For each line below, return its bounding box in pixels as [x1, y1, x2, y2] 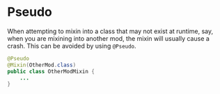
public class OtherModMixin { [7, 68, 95, 75]
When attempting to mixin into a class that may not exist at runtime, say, [7, 27, 214, 35]
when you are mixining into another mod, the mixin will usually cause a [7, 34, 210, 42]
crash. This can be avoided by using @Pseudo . [7, 41, 137, 50]
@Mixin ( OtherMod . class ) [7, 62, 77, 68]
